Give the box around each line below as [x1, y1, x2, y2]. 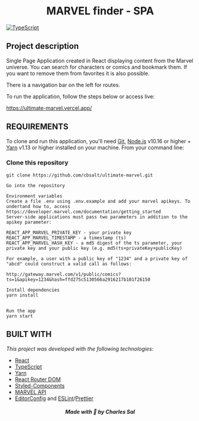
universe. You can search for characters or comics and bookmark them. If [6, 63, 188, 70]
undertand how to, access [6, 203, 70, 209]
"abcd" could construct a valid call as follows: [6, 261, 132, 267]
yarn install [6, 292, 39, 298]
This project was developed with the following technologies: [6, 345, 154, 352]
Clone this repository [6, 159, 69, 167]
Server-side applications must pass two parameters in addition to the [6, 213, 188, 220]
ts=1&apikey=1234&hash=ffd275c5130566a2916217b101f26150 [6, 276, 151, 283]
